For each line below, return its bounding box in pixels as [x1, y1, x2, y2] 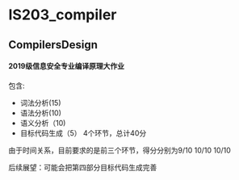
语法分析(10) [19, 107, 62, 118]
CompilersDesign [8, 38, 99, 52]
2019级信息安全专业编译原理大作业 [8, 61, 125, 71]
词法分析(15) [19, 98, 62, 107]
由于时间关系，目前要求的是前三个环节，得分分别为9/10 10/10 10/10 [8, 145, 232, 155]
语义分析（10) [19, 118, 66, 128]
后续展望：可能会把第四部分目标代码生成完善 [8, 162, 157, 172]
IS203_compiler [8, 6, 117, 24]
